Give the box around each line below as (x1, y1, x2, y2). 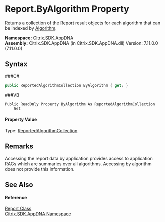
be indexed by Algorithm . (5, 25, 57, 31)
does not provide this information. (5, 166, 75, 172)
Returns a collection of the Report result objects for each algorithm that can (5, 20, 161, 26)
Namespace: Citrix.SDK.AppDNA (5, 35, 74, 41)
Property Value (5, 116, 37, 123)
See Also (5, 181, 33, 189)
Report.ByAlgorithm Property (5, 3, 130, 15)
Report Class (5, 206, 32, 212)
